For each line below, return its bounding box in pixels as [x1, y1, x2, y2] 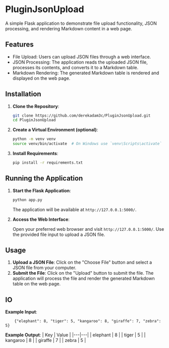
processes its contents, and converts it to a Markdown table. [12, 64, 139, 70]
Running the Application [5, 174, 83, 183]
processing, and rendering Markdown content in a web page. [5, 25, 133, 31]
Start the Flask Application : [12, 187, 72, 193]
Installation [5, 90, 41, 98]
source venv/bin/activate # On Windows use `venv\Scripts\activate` [12, 141, 162, 146]
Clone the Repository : [12, 103, 60, 109]
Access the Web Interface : [12, 216, 70, 222]
